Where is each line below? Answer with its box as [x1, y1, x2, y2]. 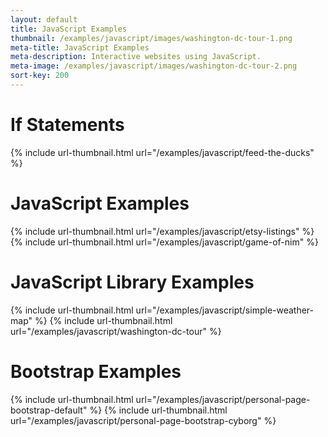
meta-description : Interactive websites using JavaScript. [10, 52, 262, 62]
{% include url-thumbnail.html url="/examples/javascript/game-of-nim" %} [10, 236, 319, 248]
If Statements [10, 114, 125, 136]
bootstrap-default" [10, 404, 88, 416]
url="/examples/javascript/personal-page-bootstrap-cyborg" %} [10, 414, 277, 426]
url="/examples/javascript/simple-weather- [135, 304, 315, 316]
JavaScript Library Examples [10, 271, 255, 293]
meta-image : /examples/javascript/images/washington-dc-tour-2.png [10, 61, 298, 71]
